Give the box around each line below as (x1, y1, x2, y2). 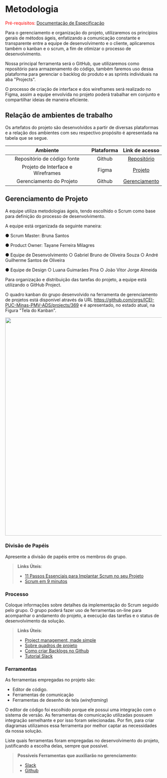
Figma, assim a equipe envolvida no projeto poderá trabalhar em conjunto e (5, 91, 160, 97)
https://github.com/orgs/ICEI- (93, 297, 155, 303)
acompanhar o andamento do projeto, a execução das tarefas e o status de (5, 612, 159, 619)
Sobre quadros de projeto (24, 642, 78, 649)
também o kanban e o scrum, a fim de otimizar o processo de (5, 45, 131, 51)
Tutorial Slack (24, 653, 53, 659)
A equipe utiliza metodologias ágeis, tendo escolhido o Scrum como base (5, 208, 156, 214)
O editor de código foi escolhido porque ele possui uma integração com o (5, 707, 156, 713)
